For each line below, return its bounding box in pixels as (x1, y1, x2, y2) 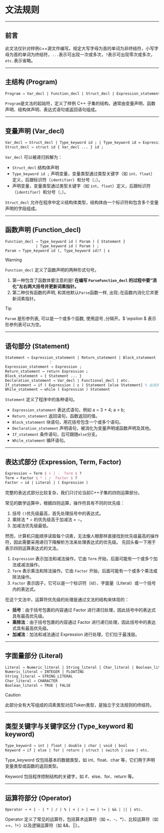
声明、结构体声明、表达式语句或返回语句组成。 (5, 107, 99, 112)
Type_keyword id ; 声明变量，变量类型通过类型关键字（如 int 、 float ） (12, 171, 155, 176)
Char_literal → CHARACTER (5, 679, 58, 683)
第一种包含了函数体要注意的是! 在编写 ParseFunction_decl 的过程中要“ (12, 277, 153, 284)
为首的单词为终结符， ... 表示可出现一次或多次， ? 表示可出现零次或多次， (9, 51, 155, 57)
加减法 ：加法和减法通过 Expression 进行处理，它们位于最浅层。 (12, 631, 140, 637)
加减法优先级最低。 (12, 523, 51, 528)
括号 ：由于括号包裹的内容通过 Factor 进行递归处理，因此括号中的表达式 (12, 607, 156, 613)
